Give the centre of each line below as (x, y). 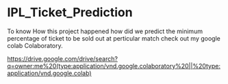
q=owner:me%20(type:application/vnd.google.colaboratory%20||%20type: (114, 66)
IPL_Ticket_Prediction (70, 13)
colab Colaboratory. (35, 45)
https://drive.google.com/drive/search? (63, 58)
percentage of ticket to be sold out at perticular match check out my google (114, 38)
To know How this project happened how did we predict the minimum (105, 31)
